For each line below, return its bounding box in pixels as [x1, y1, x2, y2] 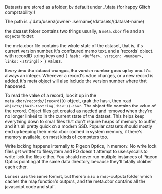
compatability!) [5, 9, 36, 15]
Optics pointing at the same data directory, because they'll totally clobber [5, 159, 152, 164]
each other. [5, 164, 28, 170]
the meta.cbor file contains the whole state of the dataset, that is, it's [5, 43, 143, 48]
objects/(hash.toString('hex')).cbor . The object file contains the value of [5, 103, 156, 108]
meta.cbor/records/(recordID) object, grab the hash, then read [5, 98, 132, 104]
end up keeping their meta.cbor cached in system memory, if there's [5, 129, 143, 134]
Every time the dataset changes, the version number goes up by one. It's [5, 68, 151, 73]
